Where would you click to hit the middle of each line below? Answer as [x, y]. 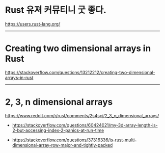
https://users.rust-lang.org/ [33, 24]
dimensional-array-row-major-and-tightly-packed [62, 145]
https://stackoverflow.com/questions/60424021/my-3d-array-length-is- [85, 125]
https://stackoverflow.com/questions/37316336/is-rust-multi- [74, 140]
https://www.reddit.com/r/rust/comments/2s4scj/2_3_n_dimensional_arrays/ [82, 115]
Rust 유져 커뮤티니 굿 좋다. [56, 10]
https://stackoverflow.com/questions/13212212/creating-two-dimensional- [80, 72]
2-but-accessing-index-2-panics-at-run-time [58, 130]
